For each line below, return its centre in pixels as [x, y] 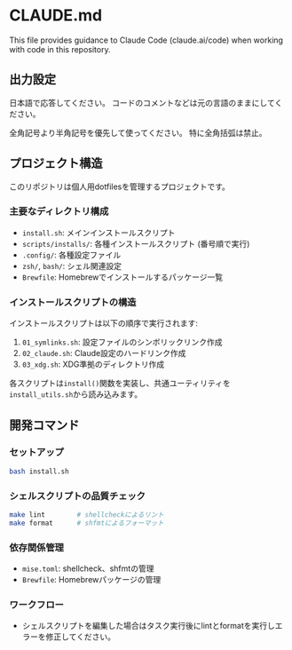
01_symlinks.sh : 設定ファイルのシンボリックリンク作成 [122, 342]
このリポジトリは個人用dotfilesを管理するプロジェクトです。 [120, 186]
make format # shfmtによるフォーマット [87, 523]
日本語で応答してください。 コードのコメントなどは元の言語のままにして [142, 102]
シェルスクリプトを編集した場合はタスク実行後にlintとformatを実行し [148, 626]
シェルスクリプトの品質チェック [78, 495]
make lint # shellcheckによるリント [87, 515]
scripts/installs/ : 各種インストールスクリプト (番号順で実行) [136, 243]
